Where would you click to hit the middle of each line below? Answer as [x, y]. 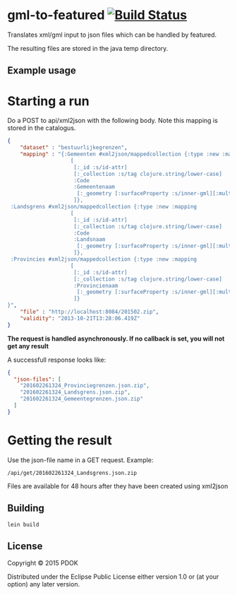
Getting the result [60, 440]
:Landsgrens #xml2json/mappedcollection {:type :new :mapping [104, 207]
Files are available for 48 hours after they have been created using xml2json [118, 486]
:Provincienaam [96, 285]
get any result [28, 346]
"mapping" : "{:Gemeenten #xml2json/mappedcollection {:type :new [120, 154]
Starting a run [48, 101]
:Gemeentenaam [94, 187]
